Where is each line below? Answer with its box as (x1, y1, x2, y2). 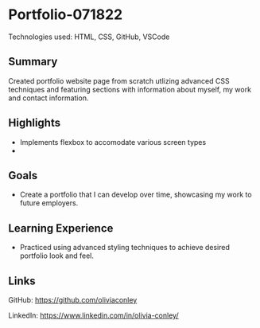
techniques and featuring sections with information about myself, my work (8, 84, 252, 94)
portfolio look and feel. (19, 251, 94, 260)
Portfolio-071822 (8, 6, 123, 24)
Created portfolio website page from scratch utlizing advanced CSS (8, 76, 230, 85)
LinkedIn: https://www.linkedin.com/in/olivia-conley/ (8, 310, 179, 320)
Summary (8, 55, 58, 68)
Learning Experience (8, 221, 114, 235)
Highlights (8, 116, 61, 130)
